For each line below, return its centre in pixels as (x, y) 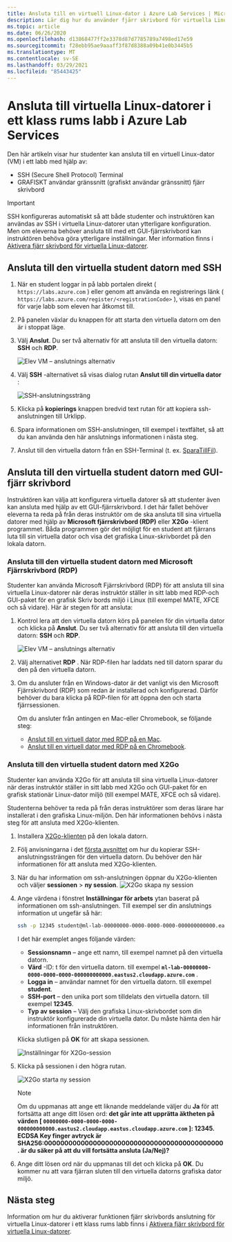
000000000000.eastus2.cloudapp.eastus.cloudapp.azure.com (102, 1129)
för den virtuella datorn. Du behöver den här (139, 857)
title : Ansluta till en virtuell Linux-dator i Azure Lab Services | (109, 13)
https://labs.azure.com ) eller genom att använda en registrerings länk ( (120, 292)
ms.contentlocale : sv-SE (43, 59)
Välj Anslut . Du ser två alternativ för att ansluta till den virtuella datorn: (117, 340)
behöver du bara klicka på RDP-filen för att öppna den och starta (109, 698)
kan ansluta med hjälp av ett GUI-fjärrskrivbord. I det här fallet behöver (108, 507)
